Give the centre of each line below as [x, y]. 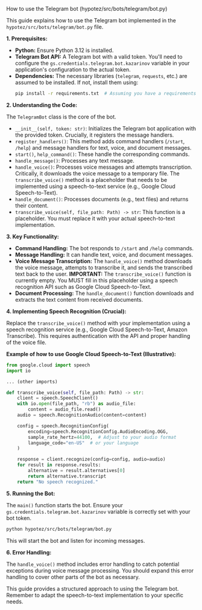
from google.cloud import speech [48, 365]
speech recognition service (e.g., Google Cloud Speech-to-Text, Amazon [97, 329]
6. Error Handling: [29, 552]
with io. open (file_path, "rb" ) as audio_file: [77, 404]
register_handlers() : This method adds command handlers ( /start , [100, 141]
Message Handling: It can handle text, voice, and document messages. [104, 255]
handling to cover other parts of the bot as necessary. [73, 577]
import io [19, 371]
